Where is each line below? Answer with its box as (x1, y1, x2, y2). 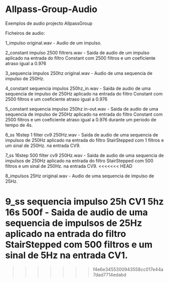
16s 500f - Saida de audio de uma (5, 207, 148, 218)
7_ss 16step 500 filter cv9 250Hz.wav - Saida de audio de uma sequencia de (5, 152, 164, 158)
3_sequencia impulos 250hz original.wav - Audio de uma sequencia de (5, 70, 153, 76)
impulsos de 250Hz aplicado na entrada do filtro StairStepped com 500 (5, 158, 154, 164)
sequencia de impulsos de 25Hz (5, 217, 142, 229)
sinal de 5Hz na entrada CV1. (5, 250, 128, 261)
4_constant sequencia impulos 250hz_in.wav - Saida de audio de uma (5, 85, 151, 91)
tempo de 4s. (5, 122, 33, 128)
